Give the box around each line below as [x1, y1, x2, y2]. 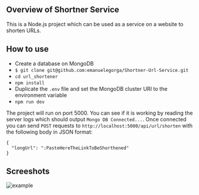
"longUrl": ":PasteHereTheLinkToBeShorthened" [11, 145, 129, 151]
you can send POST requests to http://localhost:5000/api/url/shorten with [6, 122, 193, 129]
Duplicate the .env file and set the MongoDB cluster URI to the [14, 85, 168, 92]
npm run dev [14, 99, 45, 105]
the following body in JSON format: [6, 128, 93, 136]
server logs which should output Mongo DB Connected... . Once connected [6, 115, 186, 122]
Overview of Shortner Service [6, 5, 120, 15]
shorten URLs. [6, 27, 42, 34]
